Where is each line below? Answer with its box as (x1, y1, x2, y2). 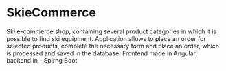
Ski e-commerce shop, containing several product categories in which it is (6, 27, 217, 35)
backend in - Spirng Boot (6, 56, 78, 64)
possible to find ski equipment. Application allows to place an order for (6, 34, 207, 42)
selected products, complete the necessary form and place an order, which (6, 42, 220, 50)
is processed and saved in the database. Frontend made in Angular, (6, 49, 197, 57)
